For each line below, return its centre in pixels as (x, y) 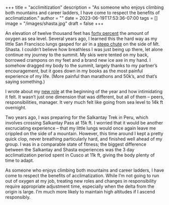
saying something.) (25, 81)
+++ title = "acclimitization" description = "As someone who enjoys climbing (84, 7)
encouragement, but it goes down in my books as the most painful (74, 71)
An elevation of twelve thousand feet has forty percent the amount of (77, 33)
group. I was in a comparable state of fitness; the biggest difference (76, 144)
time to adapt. (20, 160)
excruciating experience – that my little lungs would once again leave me (81, 128)
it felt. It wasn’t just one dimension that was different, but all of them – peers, (85, 97)
